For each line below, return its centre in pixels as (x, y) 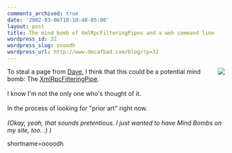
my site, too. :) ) (29, 130)
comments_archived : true (43, 13)
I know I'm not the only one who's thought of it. (74, 93)
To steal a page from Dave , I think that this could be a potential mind (104, 71)
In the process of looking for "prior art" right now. (77, 108)
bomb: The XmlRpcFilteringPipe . (53, 79)
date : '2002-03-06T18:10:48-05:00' (58, 20)
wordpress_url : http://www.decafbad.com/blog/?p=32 (83, 52)
